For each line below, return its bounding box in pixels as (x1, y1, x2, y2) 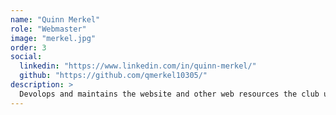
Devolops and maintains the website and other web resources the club (19, 89, 320, 99)
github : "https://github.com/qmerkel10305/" (19, 71, 208, 81)
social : (10, 52, 43, 62)
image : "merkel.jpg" (10, 33, 97, 43)
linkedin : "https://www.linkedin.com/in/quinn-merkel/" (19, 61, 257, 71)
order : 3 (10, 42, 47, 53)
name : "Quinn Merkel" (10, 14, 101, 25)
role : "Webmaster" (10, 24, 87, 34)
